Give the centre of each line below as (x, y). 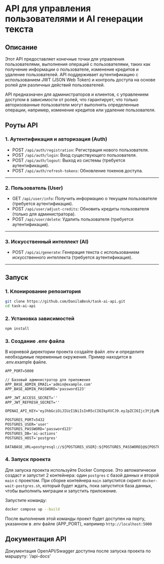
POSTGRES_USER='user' (27, 425)
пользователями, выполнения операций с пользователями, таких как (78, 64)
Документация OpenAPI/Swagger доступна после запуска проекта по (78, 551)
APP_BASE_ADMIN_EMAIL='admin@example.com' (49, 384)
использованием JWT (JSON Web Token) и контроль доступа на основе (80, 80)
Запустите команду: (26, 500)
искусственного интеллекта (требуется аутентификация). (72, 257)
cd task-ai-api (20, 306)
